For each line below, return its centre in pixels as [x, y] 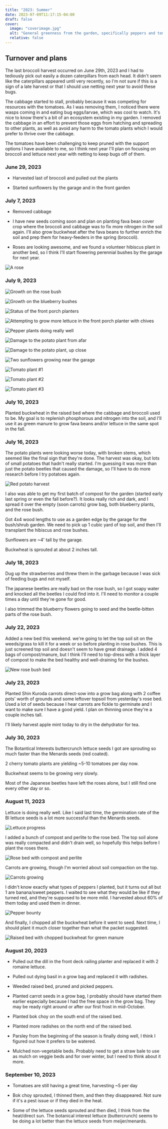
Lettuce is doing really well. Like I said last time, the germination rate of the [82, 812]
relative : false [26, 38]
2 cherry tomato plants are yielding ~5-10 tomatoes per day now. [72, 764]
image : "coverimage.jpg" [35, 29]
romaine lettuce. [29, 967]
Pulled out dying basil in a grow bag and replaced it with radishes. [80, 976]
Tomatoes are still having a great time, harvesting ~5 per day [75, 1086]
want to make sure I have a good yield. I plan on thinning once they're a [79, 710]
